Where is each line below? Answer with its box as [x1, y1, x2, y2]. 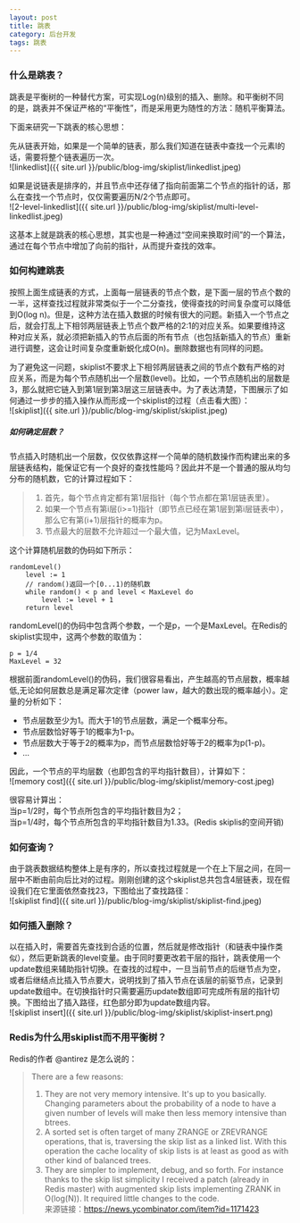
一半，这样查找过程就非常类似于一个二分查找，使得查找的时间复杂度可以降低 [9, 297, 291, 308]
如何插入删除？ [9, 919, 74, 932]
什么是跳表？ [9, 69, 65, 81]
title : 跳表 [9, 21, 51, 30]
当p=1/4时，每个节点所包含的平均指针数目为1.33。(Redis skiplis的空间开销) [9, 817, 284, 827]
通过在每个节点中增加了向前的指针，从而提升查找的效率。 [9, 240, 221, 251]
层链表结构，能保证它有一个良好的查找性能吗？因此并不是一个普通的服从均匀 [9, 462, 291, 473]
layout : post [9, 13, 58, 22]
